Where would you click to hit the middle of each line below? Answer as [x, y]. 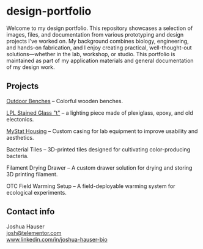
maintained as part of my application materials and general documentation [100, 60]
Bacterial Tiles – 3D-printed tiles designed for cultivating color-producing [98, 149]
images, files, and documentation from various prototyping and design [95, 34]
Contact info [31, 212]
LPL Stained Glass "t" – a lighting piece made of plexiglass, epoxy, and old [100, 113]
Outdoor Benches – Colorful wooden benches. [65, 101]
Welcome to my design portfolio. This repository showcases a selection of [100, 28]
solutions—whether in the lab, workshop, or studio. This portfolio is [91, 54]
